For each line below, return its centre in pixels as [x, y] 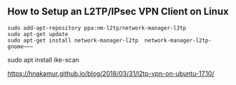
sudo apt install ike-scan [43, 59]
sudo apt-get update [38, 34]
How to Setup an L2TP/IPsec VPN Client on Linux [118, 12]
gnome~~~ [20, 46]
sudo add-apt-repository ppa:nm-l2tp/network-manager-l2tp [97, 28]
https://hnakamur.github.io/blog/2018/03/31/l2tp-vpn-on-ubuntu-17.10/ [111, 73]
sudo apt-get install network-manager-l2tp [73, 40]
